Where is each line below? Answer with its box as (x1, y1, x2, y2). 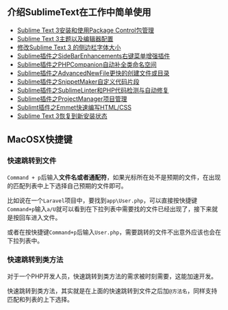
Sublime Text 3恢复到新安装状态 (16, 112, 107, 120)
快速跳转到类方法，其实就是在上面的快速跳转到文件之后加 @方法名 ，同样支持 (7, 287, 218, 295)
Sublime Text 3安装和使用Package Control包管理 (16, 26, 154, 34)
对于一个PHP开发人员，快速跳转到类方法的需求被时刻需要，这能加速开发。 (7, 272, 218, 280)
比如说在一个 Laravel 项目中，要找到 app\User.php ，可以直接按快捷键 (7, 196, 198, 204)
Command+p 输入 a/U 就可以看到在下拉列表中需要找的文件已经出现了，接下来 (7, 204, 212, 213)
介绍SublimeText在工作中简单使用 (7, 6, 152, 19)
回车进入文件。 (18, 213, 62, 222)
